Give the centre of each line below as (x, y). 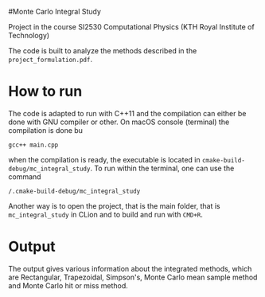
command (25, 176)
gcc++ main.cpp (33, 145)
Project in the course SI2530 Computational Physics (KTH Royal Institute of (131, 27)
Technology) (29, 35)
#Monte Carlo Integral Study (55, 12)
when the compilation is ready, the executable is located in (104, 159)
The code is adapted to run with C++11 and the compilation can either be (127, 113)
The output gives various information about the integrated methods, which (130, 268)
